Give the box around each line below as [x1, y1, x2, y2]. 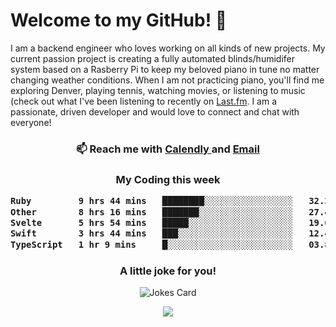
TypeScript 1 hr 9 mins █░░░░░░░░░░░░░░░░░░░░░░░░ [10, 239, 294, 250]
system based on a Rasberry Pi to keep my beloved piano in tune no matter [10, 63, 320, 75]
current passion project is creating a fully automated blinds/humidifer [10, 52, 295, 64]
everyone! [10, 116, 52, 128]
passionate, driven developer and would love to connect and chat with [10, 105, 300, 118]
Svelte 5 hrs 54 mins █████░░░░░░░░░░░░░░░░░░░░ [10, 217, 294, 228]
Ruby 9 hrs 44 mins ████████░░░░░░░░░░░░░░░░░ [10, 195, 294, 207]
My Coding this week [115, 172, 221, 186]
